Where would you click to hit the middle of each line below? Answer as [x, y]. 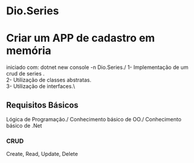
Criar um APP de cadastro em [81, 38]
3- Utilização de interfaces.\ [41, 86]
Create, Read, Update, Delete [42, 154]
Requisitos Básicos [42, 105]
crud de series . [25, 74]
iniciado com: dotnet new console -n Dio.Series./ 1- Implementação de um [97, 67]
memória [29, 51]
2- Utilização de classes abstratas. [49, 80]
